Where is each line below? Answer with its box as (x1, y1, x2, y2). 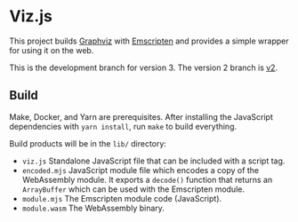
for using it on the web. (9, 44, 94, 55)
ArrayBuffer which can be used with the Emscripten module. (21, 184, 245, 194)
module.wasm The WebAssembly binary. (21, 202, 165, 213)
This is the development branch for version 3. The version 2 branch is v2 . (9, 62, 278, 73)
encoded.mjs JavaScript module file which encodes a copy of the (21, 164, 260, 175)
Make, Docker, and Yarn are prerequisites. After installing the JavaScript (9, 111, 273, 122)
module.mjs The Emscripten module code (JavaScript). (21, 193, 222, 203)
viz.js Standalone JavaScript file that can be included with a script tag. (21, 155, 286, 166)
